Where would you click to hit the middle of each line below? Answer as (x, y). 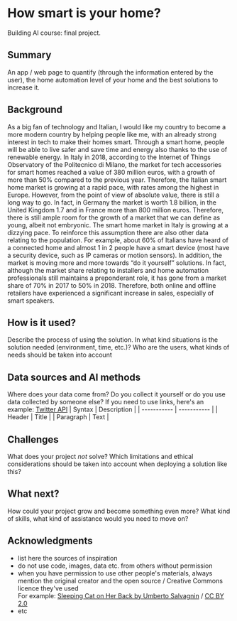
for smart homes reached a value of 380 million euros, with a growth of (111, 172)
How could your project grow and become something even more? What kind (119, 511)
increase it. (24, 87)
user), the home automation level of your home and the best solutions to (113, 80)
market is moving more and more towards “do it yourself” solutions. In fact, (117, 263)
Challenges (33, 439)
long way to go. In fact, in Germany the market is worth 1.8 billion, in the (112, 202)
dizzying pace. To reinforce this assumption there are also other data (108, 232)
